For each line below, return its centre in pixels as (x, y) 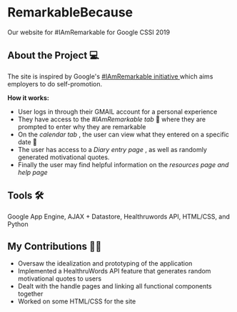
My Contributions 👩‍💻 (55, 246)
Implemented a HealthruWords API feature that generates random (114, 271)
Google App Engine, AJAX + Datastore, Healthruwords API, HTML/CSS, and (119, 216)
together (30, 294)
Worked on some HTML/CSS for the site (77, 301)
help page (32, 172)
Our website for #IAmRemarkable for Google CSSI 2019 (89, 32)
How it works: (29, 98)
